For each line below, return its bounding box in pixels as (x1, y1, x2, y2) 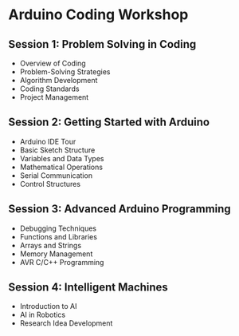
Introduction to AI (19, 302, 77, 311)
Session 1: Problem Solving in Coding (8, 38, 197, 51)
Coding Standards (19, 84, 80, 93)
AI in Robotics (19, 310, 66, 320)
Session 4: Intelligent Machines (8, 281, 169, 294)
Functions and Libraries (19, 231, 98, 241)
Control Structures (19, 179, 81, 188)
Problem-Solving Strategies (19, 67, 111, 77)
